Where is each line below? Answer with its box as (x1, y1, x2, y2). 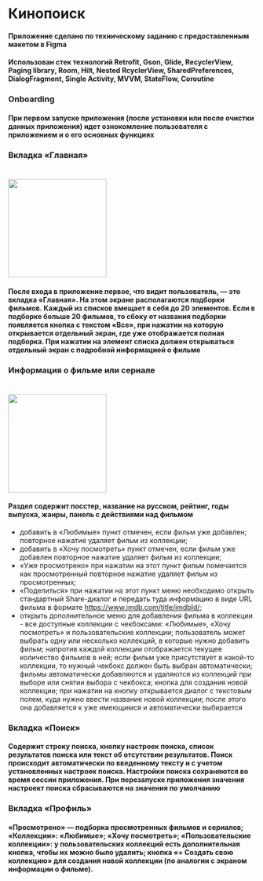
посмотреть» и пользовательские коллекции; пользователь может (19, 627, 246, 637)
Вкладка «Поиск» (8, 722, 81, 733)
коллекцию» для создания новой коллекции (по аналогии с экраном (8, 856, 247, 865)
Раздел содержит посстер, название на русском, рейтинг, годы (8, 501, 229, 511)
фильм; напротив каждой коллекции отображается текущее (19, 644, 222, 653)
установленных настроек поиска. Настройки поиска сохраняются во (8, 767, 249, 776)
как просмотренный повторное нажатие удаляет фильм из (19, 569, 218, 578)
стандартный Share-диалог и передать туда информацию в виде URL (19, 594, 253, 604)
